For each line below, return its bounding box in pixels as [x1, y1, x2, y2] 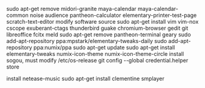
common [6, 12, 29, 19]
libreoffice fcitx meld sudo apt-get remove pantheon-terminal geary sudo [6, 31, 192, 38]
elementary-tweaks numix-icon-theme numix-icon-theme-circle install [6, 50, 184, 57]
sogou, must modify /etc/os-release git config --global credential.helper [6, 57, 188, 64]
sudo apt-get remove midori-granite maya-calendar [6, 5, 136, 12]
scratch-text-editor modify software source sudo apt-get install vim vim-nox [6, 18, 199, 25]
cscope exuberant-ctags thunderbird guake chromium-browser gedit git [6, 24, 188, 32]
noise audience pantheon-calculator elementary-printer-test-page [29, 12, 197, 19]
